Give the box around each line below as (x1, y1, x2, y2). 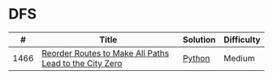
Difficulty (223, 34, 261, 45)
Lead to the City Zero (41, 57, 123, 69)
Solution (182, 34, 216, 45)
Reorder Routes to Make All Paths (41, 48, 169, 59)
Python (182, 52, 210, 64)
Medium (223, 52, 255, 64)
